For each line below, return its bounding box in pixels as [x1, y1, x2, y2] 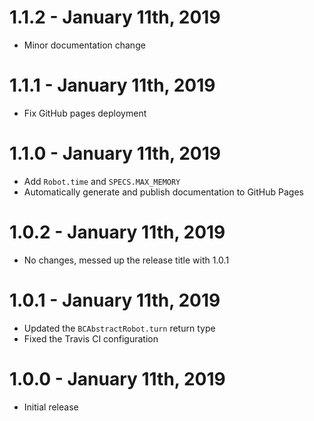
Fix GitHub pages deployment [23, 107, 147, 119]
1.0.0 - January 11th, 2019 [9, 367, 226, 390]
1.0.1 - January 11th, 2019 [9, 289, 221, 311]
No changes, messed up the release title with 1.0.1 [23, 254, 230, 266]
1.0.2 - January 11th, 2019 [9, 221, 226, 243]
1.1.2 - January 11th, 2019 [9, 6, 221, 29]
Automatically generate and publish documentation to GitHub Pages [23, 186, 304, 198]
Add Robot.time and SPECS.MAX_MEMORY [23, 175, 181, 187]
